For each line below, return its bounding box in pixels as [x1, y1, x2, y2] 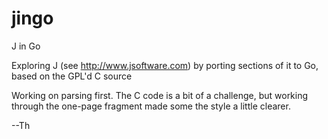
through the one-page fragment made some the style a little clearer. [11, 100, 291, 112]
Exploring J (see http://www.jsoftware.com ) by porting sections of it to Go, [11, 59, 319, 71]
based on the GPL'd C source [11, 70, 133, 82]
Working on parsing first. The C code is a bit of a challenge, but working [11, 89, 309, 101]
